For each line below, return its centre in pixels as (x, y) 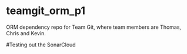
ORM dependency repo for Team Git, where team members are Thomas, (93, 27)
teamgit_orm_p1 (46, 11)
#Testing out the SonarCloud (41, 45)
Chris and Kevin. (26, 33)
